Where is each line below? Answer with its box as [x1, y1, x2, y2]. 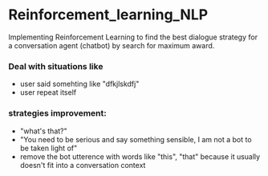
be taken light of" [19, 143, 78, 153]
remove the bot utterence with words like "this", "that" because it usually [19, 151, 261, 162]
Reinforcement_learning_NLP [8, 6, 209, 24]
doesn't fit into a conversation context [19, 160, 146, 170]
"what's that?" [19, 126, 67, 136]
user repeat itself [19, 88, 77, 97]
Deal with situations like [8, 60, 104, 72]
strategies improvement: [8, 108, 107, 119]
